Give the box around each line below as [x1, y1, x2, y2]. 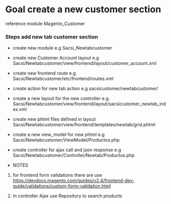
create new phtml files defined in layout [12, 116, 96, 122]
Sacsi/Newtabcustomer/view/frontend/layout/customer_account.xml [12, 60, 157, 66]
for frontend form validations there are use [12, 172, 103, 178]
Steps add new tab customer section [5, 33, 99, 40]
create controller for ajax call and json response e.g [12, 147, 121, 153]
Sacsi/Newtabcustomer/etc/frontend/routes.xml [12, 76, 114, 82]
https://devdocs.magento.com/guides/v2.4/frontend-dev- [12, 177, 135, 184]
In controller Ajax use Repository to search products [12, 193, 123, 199]
